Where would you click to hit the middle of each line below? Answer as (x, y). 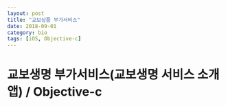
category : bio (27, 32)
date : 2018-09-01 (32, 26)
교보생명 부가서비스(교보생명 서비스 (101, 75)
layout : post (26, 13)
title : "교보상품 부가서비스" (44, 20)
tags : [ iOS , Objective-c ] (44, 39)
